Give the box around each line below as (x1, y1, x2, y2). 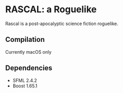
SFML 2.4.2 (12, 77, 37, 83)
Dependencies (5, 64, 52, 73)
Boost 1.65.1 (12, 83, 38, 89)
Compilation (5, 35, 45, 44)
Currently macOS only (5, 49, 52, 55)
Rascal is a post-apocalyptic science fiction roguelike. (5, 20, 118, 27)
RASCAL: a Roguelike (5, 4, 97, 15)
